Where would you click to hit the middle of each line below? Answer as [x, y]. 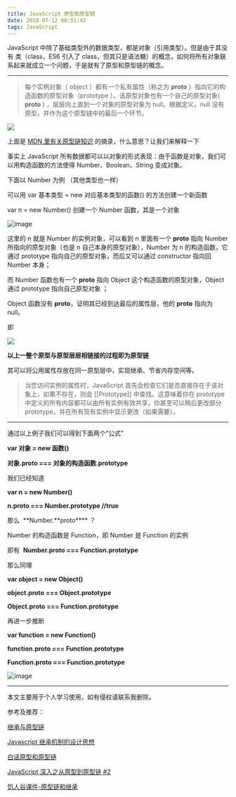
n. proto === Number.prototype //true [63, 506]
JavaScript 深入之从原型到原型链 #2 [59, 772]
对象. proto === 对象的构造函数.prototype [68, 463]
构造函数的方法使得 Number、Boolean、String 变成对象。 [103, 165]
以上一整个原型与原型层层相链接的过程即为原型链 [78, 355]
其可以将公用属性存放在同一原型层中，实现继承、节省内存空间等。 [103, 371]
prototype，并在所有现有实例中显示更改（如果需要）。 [102, 412]
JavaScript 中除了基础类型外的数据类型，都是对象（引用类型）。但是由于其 [114, 48]
